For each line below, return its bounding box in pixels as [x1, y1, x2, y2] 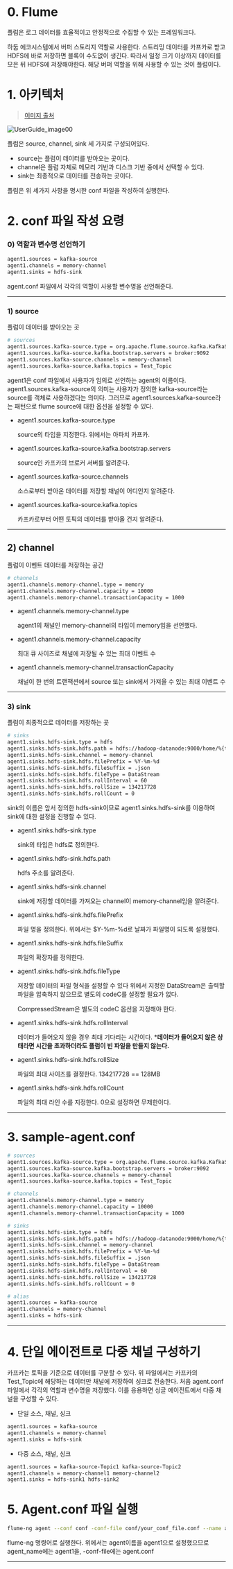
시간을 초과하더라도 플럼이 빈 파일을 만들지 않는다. [35, 1042, 170, 1050]
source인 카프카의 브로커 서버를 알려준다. [17, 458, 130, 467]
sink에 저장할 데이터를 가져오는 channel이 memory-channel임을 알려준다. [17, 897, 219, 905]
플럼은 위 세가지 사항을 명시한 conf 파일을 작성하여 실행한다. [7, 186, 170, 194]
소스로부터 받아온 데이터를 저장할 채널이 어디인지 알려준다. [17, 486, 175, 495]
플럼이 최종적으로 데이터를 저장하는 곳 [7, 719, 110, 727]
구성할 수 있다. [19, 1395, 59, 1403]
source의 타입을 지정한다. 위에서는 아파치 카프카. [17, 430, 150, 438]
